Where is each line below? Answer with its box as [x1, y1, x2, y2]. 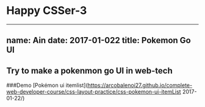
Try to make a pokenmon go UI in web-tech [6, 65, 173, 76]
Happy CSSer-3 [6, 4, 87, 18]
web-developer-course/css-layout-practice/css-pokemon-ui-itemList [6, 88, 181, 95]
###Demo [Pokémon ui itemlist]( [6, 81, 88, 89]
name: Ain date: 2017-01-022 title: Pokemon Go [6, 35, 191, 46]
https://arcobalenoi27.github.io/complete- [87, 81, 193, 89]
